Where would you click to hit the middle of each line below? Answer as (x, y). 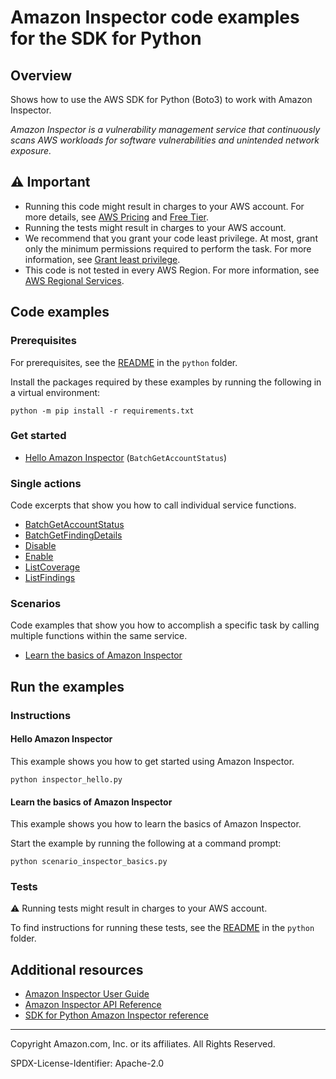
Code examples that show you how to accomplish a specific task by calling (165, 625)
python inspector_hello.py (66, 779)
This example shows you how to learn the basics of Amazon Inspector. (156, 824)
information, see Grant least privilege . (102, 259)
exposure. (31, 150)
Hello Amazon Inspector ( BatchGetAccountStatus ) (126, 457)
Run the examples (67, 686)
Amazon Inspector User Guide (87, 994)
